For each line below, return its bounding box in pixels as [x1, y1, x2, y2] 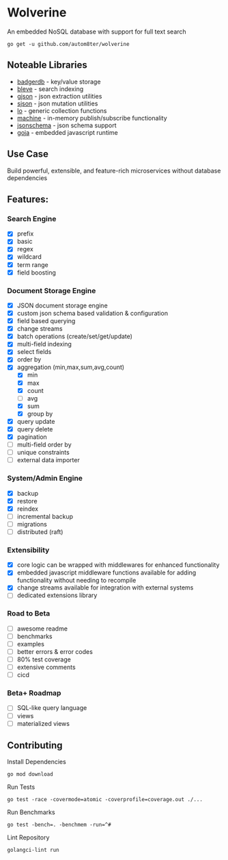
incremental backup [16, 512, 74, 520]
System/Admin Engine [7, 474, 83, 483]
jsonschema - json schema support [16, 121, 117, 129]
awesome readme [16, 624, 68, 633]
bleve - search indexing [16, 84, 84, 93]
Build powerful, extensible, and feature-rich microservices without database [7, 166, 221, 175]
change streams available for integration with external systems [16, 583, 194, 592]
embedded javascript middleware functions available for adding [16, 568, 197, 577]
